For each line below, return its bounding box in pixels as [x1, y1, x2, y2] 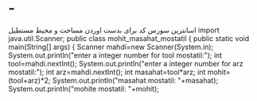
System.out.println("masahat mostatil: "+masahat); [52, 75, 219, 85]
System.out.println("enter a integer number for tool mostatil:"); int [8, 50, 223, 60]
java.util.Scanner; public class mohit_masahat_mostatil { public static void [8, 33, 250, 43]
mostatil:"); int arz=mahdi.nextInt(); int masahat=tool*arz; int [8, 67, 206, 77]
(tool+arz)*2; [8, 75, 51, 85]
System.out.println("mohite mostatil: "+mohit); [8, 84, 159, 93]
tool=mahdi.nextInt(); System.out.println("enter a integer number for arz [8, 58, 243, 68]
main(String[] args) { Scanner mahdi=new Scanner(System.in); [8, 42, 214, 51]
